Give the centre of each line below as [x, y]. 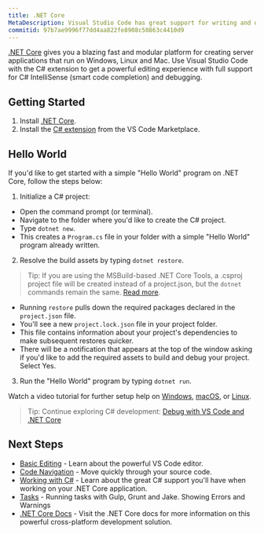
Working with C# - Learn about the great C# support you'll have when [132, 480]
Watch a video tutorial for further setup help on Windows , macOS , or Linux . [130, 396]
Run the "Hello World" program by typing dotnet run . [105, 381]
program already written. [60, 245]
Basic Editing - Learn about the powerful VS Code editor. [112, 463]
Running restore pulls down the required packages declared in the [127, 307]
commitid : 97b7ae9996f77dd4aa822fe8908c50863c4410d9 [96, 30]
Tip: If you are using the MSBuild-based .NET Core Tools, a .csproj [135, 275]
